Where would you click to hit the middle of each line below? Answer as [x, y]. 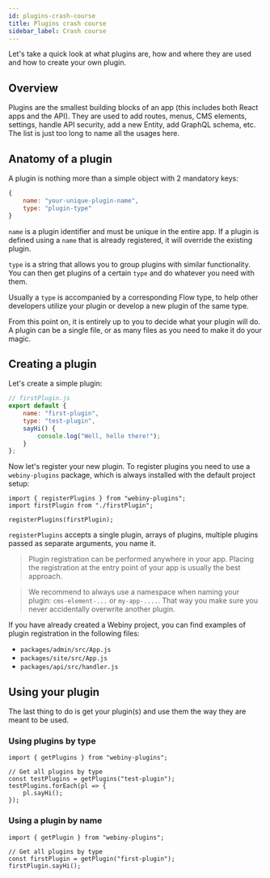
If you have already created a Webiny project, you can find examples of [127, 625]
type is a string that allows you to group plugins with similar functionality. [129, 264]
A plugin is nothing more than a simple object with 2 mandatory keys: [123, 178]
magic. [20, 339]
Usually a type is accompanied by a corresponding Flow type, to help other [133, 297]
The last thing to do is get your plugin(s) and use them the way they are [127, 712]
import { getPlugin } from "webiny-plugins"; [86, 838]
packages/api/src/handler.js [69, 667]
